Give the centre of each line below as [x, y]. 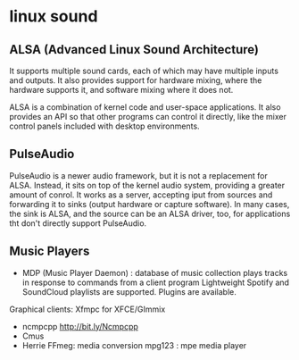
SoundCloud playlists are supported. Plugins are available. [129, 291]
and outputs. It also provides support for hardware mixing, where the [136, 80]
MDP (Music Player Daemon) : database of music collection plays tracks [155, 272]
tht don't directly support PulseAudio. [78, 223]
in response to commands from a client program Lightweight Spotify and [156, 282]
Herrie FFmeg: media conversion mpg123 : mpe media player [134, 345]
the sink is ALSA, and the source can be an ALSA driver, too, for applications [150, 213]
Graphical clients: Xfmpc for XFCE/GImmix [87, 309]
